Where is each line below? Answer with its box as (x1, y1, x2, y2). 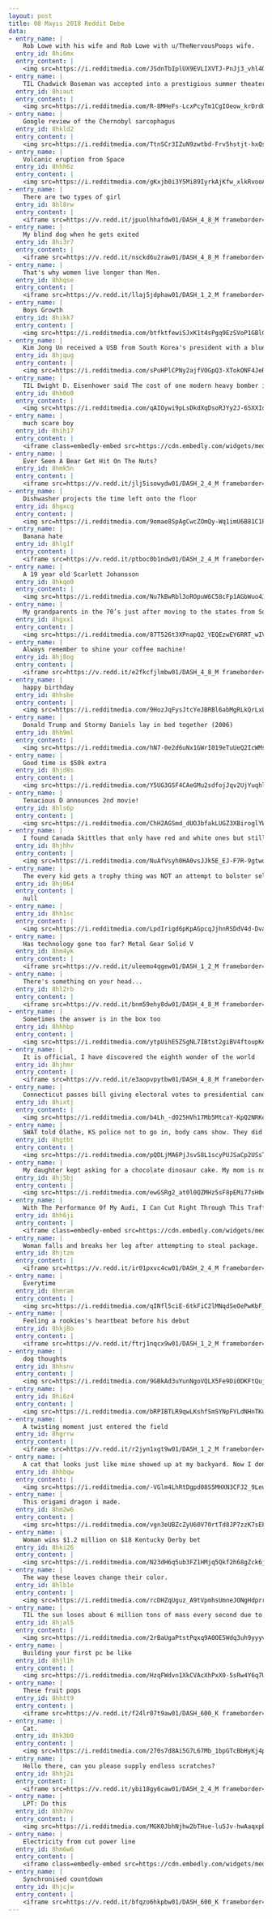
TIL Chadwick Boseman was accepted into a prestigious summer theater (23, 80, 266, 88)
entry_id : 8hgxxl (15, 615, 74, 623)
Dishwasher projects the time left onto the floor (23, 494, 198, 503)
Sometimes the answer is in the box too (23, 1015, 161, 1023)
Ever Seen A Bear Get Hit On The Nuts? (23, 457, 158, 465)
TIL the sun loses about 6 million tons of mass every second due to (23, 1611, 263, 1620)
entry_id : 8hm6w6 (15, 1845, 74, 1853)
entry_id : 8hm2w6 (15, 1506, 74, 1514)
